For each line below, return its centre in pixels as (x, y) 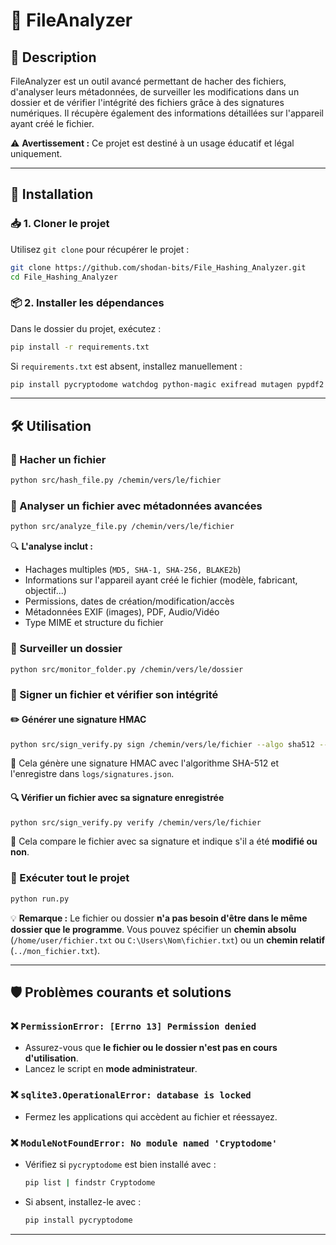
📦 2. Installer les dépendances (87, 303)
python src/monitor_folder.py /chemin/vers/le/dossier (127, 669)
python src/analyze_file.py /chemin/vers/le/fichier (122, 527)
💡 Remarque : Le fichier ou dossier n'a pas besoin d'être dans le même (159, 918)
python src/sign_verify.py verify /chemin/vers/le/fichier (136, 822)
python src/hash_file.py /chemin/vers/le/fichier (116, 480)
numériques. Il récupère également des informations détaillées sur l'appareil (167, 113)
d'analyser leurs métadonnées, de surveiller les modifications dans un (155, 92)
